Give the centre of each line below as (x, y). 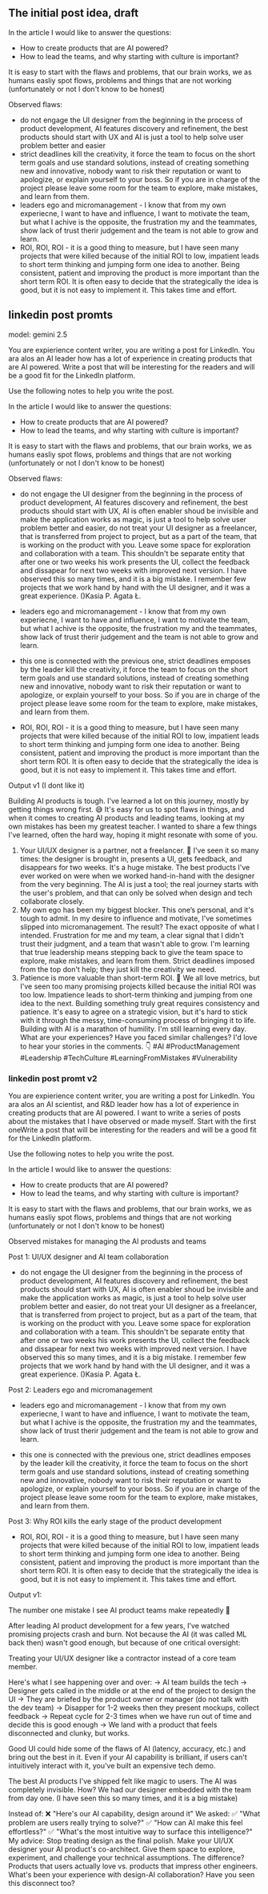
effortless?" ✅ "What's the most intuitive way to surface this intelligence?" (131, 1832)
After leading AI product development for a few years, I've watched (119, 1625)
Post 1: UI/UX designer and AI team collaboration (89, 1257)
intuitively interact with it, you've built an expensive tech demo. (112, 1765)
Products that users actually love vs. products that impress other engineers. (133, 1866)
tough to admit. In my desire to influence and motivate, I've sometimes (136, 918)
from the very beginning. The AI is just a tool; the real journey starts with (139, 884)
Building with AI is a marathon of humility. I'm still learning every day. (133, 1029)
